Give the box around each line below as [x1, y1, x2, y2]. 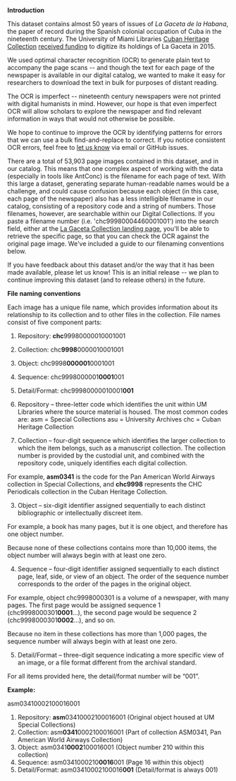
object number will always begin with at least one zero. [7, 551, 167, 559]
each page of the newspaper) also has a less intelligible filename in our [7, 194, 213, 203]
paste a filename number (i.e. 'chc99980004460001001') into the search [7, 217, 219, 225]
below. [7, 247, 27, 255]
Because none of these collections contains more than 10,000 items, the [7, 544, 217, 552]
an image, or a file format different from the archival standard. [17, 658, 197, 667]
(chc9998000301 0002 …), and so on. [7, 616, 116, 624]
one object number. [7, 530, 64, 538]
